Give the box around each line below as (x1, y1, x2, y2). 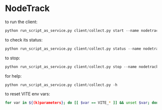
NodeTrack (5, 3, 50, 14)
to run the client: (5, 19, 38, 25)
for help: (5, 73, 22, 79)
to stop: (5, 55, 20, 61)
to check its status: (5, 37, 43, 42)
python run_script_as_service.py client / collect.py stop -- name (5, 64, 137, 69)
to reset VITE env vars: (5, 91, 51, 97)
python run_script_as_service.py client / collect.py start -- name (5, 28, 139, 33)
